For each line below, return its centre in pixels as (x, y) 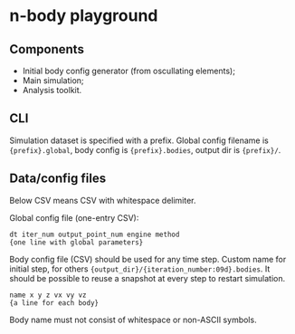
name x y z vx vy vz (48, 295)
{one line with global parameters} (76, 242)
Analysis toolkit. (52, 90)
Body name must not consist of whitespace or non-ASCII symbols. (133, 320)
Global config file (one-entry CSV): (74, 217)
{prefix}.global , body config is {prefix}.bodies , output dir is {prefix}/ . (145, 149)
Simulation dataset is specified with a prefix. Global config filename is (139, 140)
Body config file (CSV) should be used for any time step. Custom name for (148, 259)
